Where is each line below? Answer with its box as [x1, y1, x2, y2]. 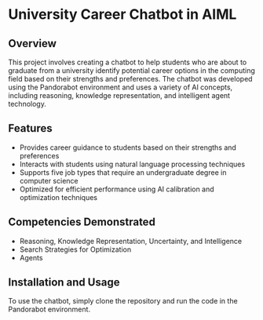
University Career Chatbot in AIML [8, 5, 237, 24]
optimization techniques [19, 192, 98, 202]
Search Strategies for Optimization [19, 245, 132, 254]
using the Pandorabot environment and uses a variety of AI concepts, [8, 82, 233, 92]
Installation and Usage [8, 276, 120, 289]
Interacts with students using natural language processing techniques [19, 159, 246, 169]
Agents [19, 253, 43, 262]
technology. [8, 100, 47, 108]
